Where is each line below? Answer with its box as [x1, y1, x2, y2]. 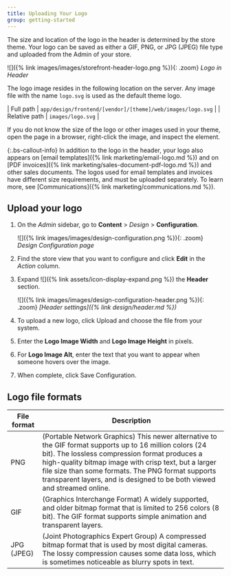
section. [16, 283, 41, 291]
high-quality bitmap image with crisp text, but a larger [42, 458, 217, 467]
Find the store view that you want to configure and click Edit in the [16, 255, 206, 263]
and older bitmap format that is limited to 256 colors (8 [42, 503, 220, 513]
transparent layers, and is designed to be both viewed [42, 475, 216, 484]
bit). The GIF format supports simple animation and [42, 512, 207, 522]
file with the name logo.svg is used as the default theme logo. [7, 91, 182, 100]
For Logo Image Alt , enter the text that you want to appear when [16, 350, 201, 359]
